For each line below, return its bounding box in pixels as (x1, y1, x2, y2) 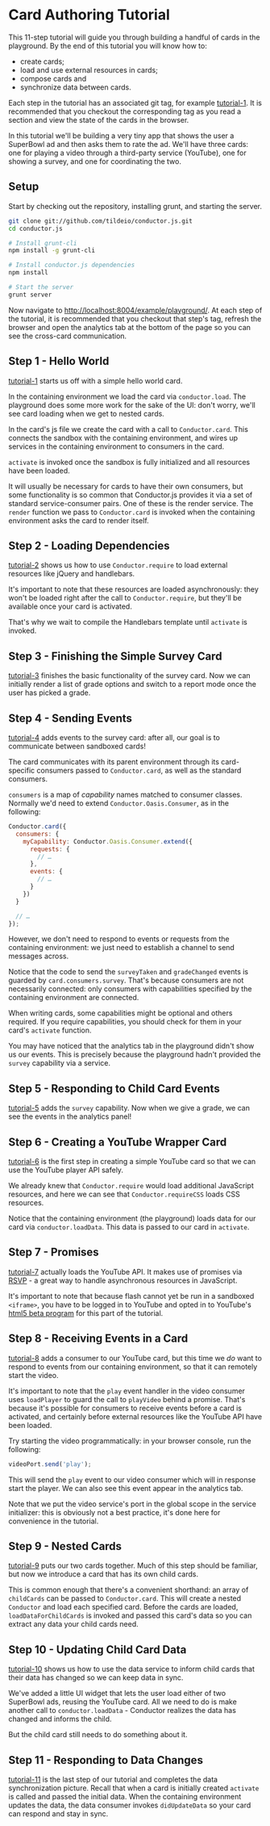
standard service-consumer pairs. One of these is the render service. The (8, 498, 254, 508)
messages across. (8, 951, 69, 961)
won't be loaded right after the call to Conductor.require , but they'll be (8, 593, 242, 603)
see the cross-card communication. (8, 331, 127, 341)
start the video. (8, 1370, 59, 1380)
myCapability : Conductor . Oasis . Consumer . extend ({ (23, 837, 193, 845)
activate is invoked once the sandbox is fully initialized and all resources (8, 457, 251, 467)
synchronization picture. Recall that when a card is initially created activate (8, 1782, 260, 1793)
